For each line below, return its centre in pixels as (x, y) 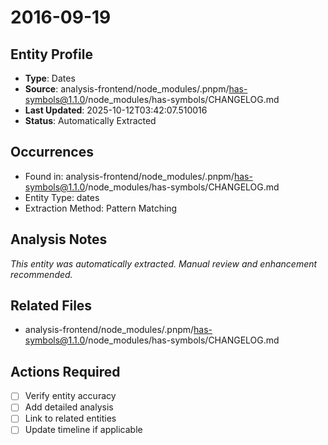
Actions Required (65, 371)
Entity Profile (51, 54)
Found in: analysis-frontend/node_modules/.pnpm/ (129, 176)
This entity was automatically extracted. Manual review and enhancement (164, 263)
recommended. (41, 274)
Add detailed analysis (69, 407)
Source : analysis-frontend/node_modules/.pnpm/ (127, 89)
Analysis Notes (59, 239)
